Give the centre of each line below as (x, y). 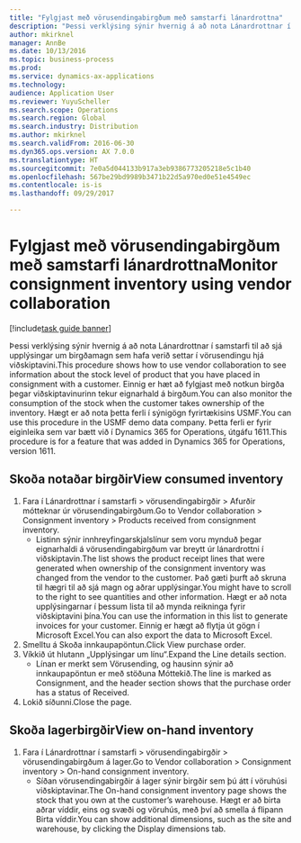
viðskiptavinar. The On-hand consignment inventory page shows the (161, 790)
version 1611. (33, 450)
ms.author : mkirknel (48, 135)
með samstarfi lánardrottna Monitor (144, 265)
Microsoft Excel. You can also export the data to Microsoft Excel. (154, 635)
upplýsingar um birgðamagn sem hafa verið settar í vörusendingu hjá (137, 355)
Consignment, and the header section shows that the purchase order (164, 683)
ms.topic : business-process (62, 59)
